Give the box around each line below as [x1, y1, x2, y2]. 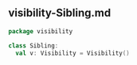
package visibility [8, 27, 73, 35]
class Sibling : [8, 41, 59, 50]
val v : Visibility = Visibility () [15, 49, 130, 57]
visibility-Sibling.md [8, 6, 112, 20]
